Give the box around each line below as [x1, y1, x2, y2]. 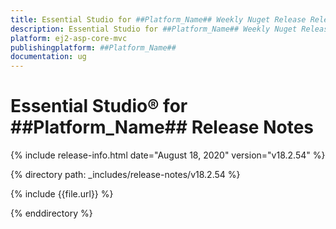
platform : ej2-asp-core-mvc [10, 33, 128, 43]
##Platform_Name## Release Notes [10, 116, 314, 139]
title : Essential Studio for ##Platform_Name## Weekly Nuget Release [10, 14, 307, 25]
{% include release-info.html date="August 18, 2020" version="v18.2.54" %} [10, 149, 326, 161]
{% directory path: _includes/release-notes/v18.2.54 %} [10, 169, 241, 181]
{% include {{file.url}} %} [10, 188, 114, 200]
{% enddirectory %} [10, 207, 93, 220]
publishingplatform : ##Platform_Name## [10, 42, 177, 53]
